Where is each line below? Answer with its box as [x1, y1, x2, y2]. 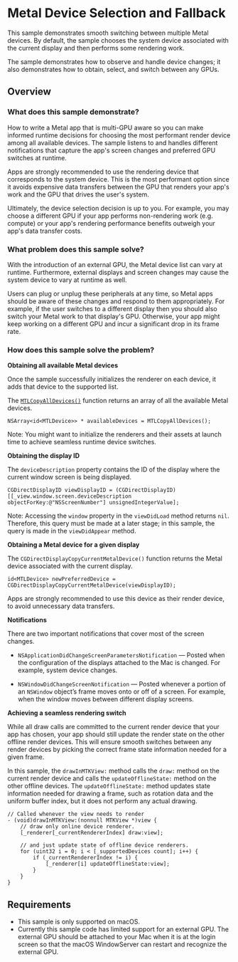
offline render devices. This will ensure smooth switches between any [7, 738, 212, 746]
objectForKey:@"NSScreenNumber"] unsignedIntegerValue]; [7, 499, 180, 506]
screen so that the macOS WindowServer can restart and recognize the [17, 940, 227, 948]
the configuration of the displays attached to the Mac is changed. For [17, 659, 221, 667]
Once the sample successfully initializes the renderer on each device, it [7, 375, 217, 384]
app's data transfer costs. [7, 226, 83, 235]
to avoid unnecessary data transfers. [7, 602, 115, 610]
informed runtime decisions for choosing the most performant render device [7, 130, 231, 140]
